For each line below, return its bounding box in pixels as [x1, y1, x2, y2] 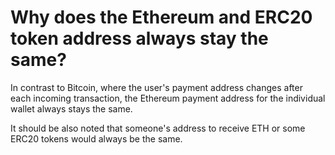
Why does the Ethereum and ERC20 [10, 6, 313, 29]
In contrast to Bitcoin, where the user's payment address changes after [10, 81, 303, 93]
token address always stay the [10, 27, 269, 50]
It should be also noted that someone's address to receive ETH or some [10, 122, 306, 134]
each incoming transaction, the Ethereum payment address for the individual [10, 92, 326, 104]
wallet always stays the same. [10, 102, 133, 115]
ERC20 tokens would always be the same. [10, 132, 183, 145]
